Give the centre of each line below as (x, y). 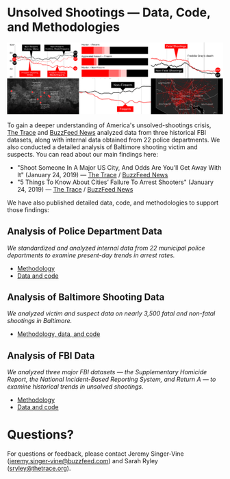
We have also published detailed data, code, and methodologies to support (113, 203)
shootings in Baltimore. (40, 321)
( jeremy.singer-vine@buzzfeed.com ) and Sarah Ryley (83, 461)
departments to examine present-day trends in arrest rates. (91, 255)
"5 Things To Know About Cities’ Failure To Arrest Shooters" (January (115, 182)
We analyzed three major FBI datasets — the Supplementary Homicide (107, 372)
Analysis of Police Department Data (85, 232)
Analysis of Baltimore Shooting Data (86, 297)
